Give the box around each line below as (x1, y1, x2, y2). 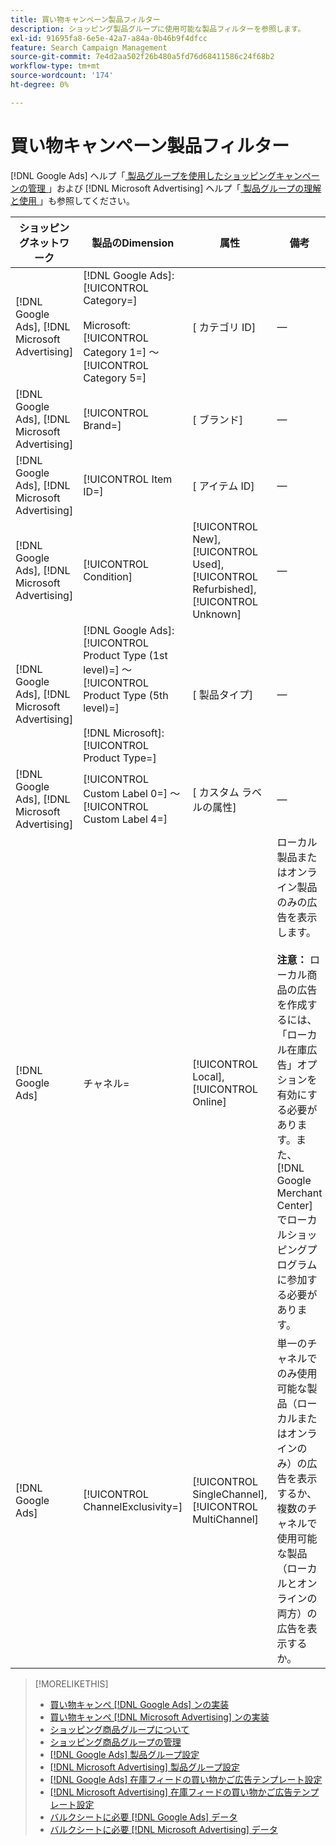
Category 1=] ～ (83, 345, 160, 359)
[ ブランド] (192, 412, 244, 426)
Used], (192, 557, 225, 571)
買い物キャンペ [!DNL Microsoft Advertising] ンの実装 (49, 1711, 270, 1723)
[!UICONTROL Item (83, 472, 173, 486)
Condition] (83, 569, 133, 583)
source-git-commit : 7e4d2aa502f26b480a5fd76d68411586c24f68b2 (10, 52, 275, 62)
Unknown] (192, 607, 242, 621)
